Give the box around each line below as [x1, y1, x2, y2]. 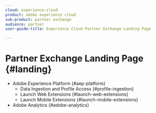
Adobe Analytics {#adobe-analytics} [12, 102, 89, 108]
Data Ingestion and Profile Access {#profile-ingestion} [20, 86, 134, 92]
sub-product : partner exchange [5, 17, 72, 22]
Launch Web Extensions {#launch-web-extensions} [20, 91, 129, 97]
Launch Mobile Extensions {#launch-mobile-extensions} [20, 97, 139, 103]
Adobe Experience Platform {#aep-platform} [12, 80, 106, 87]
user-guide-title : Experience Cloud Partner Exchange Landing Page [5, 26, 151, 32]
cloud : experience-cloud [5, 7, 58, 13]
